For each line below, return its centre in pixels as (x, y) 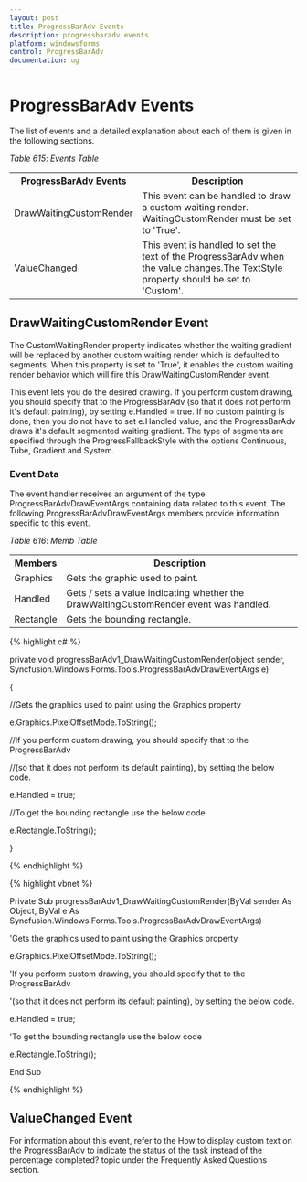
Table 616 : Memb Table (53, 541)
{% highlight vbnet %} (51, 884)
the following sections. (52, 140)
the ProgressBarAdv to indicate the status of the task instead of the (136, 1150)
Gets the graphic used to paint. (132, 579)
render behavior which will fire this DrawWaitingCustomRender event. (140, 374)
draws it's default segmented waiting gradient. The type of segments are (147, 431)
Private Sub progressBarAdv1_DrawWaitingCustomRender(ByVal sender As (151, 901)
